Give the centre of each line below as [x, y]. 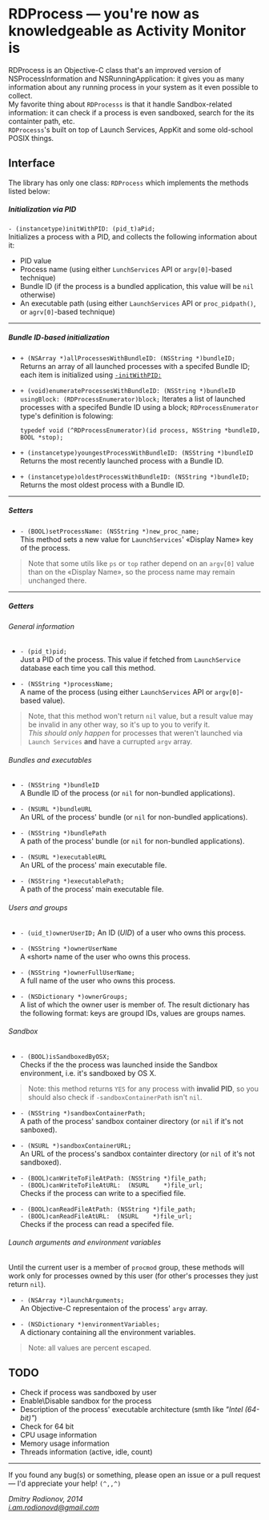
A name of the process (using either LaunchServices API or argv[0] [130, 692]
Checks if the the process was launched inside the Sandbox [119, 1065]
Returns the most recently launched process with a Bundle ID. [122, 460]
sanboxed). [38, 1129]
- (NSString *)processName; [66, 684]
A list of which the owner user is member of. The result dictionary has [134, 1005]
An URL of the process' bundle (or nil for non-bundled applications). [134, 817]
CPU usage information [58, 1434]
